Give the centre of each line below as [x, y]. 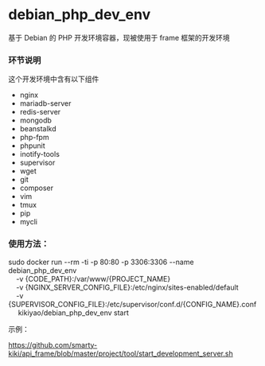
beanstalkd [38, 129]
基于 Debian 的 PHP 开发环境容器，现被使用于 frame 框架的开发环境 [119, 37]
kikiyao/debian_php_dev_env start [74, 313]
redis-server [40, 112]
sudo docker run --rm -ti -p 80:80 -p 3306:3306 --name [101, 262]
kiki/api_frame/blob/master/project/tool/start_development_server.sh [121, 353]
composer [37, 188]
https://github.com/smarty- [53, 345]
